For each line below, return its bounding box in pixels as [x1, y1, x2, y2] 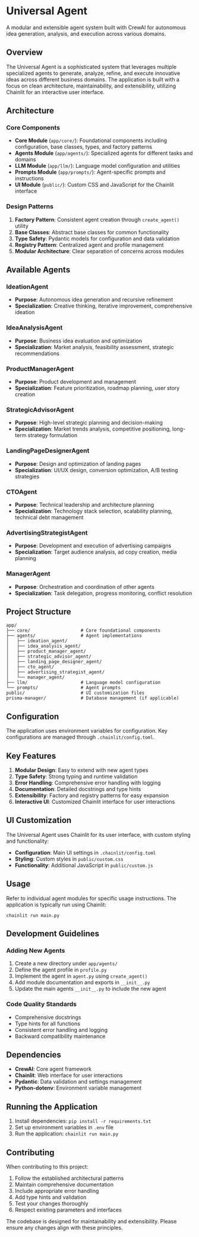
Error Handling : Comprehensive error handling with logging [14, 779, 161, 786]
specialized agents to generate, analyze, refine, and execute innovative [6, 70, 181, 77]
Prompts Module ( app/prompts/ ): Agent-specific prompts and [14, 168, 166, 176]
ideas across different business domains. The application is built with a [6, 76, 180, 83]
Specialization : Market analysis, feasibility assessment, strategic [14, 343, 174, 350]
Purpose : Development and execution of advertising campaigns [14, 542, 172, 550]
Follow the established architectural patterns [14, 1175, 124, 1182]
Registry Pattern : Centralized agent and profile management [14, 241, 164, 248]
